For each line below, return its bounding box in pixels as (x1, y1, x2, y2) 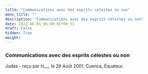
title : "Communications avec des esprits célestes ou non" (5, 7, 131, 12)
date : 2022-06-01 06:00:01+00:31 (5, 21, 75, 26)
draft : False (5, 26, 32, 31)
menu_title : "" (5, 12, 37, 17)
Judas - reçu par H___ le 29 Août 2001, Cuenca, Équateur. (5, 63, 124, 69)
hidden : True (5, 30, 32, 35)
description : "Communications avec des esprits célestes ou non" (5, 16, 144, 21)
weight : (5, 35, 21, 40)
